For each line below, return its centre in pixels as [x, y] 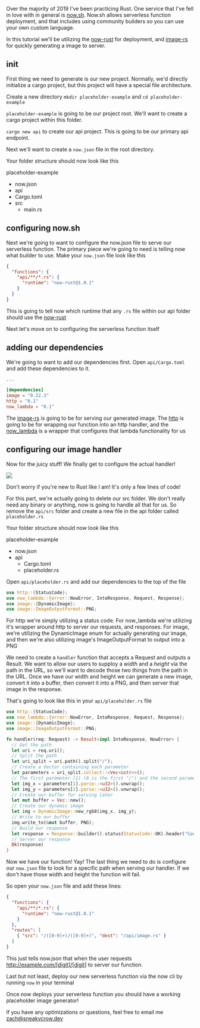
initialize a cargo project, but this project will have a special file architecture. [99, 85]
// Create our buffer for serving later [62, 795]
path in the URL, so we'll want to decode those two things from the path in [97, 670]
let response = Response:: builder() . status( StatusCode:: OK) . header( [98, 834]
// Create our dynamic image [48, 806]
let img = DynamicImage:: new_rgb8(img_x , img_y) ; [74, 812]
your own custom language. [40, 27]
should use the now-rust [36, 317]
